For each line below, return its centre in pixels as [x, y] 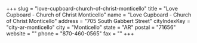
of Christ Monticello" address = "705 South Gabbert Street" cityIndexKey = [98, 21]
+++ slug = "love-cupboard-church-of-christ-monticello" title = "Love [92, 9]
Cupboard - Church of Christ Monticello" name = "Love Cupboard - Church [99, 15]
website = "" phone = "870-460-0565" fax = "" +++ [70, 34]
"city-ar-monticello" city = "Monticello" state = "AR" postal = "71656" [91, 27]
